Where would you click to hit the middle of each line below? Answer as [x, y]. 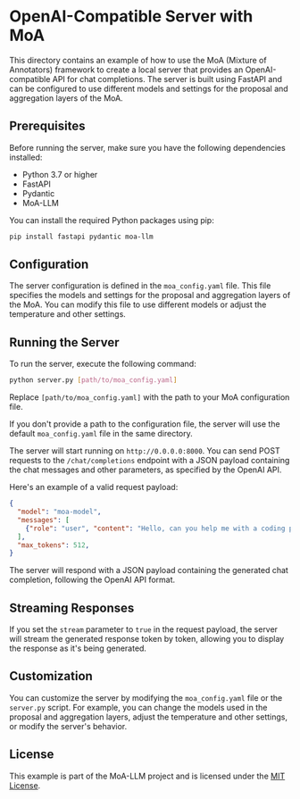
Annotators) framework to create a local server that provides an [126, 70]
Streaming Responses [72, 608]
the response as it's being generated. [78, 648]
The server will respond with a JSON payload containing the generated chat [149, 570]
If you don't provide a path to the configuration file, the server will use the [145, 424]
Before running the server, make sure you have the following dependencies [147, 147]
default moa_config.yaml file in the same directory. [101, 434]
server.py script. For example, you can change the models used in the [138, 707]
